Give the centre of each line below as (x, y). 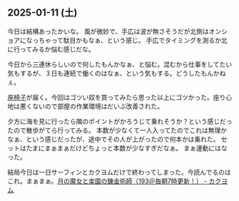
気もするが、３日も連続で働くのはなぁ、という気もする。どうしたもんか (113, 73)
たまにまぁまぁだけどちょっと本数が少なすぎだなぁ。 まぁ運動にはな (127, 148)
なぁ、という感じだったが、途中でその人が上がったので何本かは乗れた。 (113, 139)
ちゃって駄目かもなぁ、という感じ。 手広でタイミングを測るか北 (133, 40)
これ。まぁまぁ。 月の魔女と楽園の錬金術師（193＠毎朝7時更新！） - (107, 181)
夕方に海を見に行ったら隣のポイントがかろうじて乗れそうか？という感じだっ (120, 121)
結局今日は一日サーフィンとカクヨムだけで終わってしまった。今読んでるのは (119, 172)
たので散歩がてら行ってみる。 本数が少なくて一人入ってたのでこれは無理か (117, 130)
